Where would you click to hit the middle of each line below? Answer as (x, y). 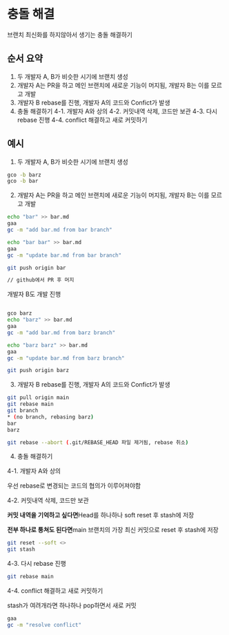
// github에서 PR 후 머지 (41, 280)
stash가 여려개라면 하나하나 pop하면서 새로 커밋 (72, 605)
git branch (23, 411)
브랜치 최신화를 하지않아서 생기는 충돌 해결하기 (70, 35)
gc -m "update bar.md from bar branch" (64, 255)
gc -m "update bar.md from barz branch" (66, 358)
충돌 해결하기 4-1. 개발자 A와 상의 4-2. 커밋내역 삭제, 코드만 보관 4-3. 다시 (117, 111)
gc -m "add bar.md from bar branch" (60, 230)
